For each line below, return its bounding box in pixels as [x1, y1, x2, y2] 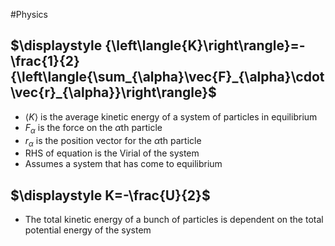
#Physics [10, 9, 48, 20]
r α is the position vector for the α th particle [24, 134, 202, 149]
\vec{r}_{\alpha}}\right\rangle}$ [10, 84, 217, 101]
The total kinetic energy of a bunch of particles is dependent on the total [24, 214, 324, 226]
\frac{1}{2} [10, 53, 80, 70]
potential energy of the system [24, 224, 152, 236]
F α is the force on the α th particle [24, 121, 163, 136]
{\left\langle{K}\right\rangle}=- [104, 37, 306, 54]
